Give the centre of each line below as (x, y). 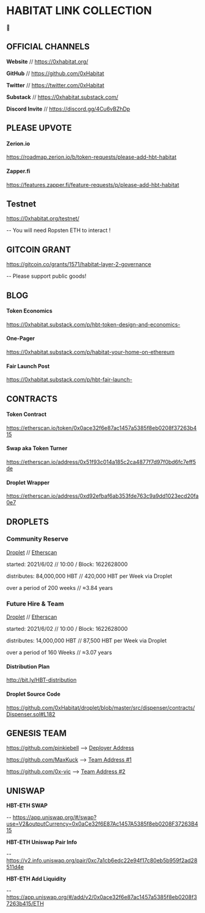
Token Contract (27, 414)
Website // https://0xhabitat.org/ (47, 61)
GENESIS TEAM (37, 733)
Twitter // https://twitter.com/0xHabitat (56, 85)
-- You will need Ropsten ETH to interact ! (59, 230)
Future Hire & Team (35, 603)
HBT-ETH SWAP (27, 806)
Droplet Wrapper (28, 482)
